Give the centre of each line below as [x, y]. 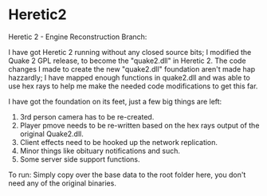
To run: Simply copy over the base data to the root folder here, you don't [127, 174]
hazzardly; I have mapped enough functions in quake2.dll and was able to [130, 77]
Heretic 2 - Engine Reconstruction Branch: [78, 37]
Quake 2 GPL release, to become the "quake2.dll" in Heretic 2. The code [127, 61]
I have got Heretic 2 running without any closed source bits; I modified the [130, 52]
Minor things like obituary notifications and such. [100, 151]
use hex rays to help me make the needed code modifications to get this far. [133, 86]
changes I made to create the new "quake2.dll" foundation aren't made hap [132, 69]
